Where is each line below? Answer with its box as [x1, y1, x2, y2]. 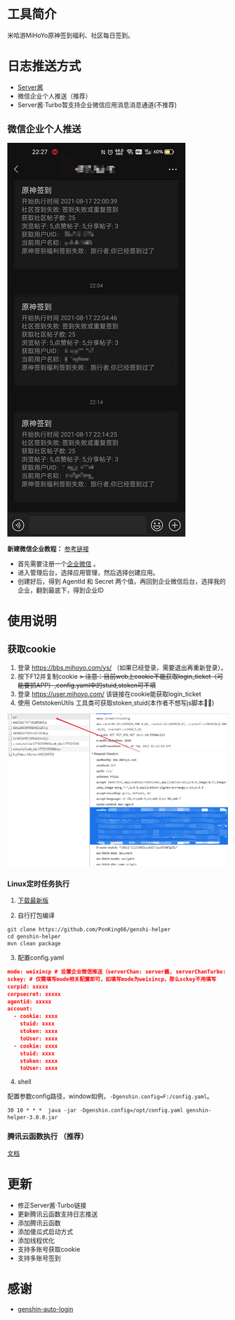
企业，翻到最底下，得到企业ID [17, 586, 104, 594]
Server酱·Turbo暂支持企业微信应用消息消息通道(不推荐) [17, 100, 177, 109]
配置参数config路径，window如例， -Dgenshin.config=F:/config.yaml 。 [7, 1092, 214, 1100]
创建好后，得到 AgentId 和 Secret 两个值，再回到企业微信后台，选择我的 [17, 577, 227, 585]
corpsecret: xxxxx [7, 991, 61, 998]
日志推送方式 [7, 58, 82, 75]
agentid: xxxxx [7, 998, 52, 1005]
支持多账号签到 [17, 1254, 61, 1262]
